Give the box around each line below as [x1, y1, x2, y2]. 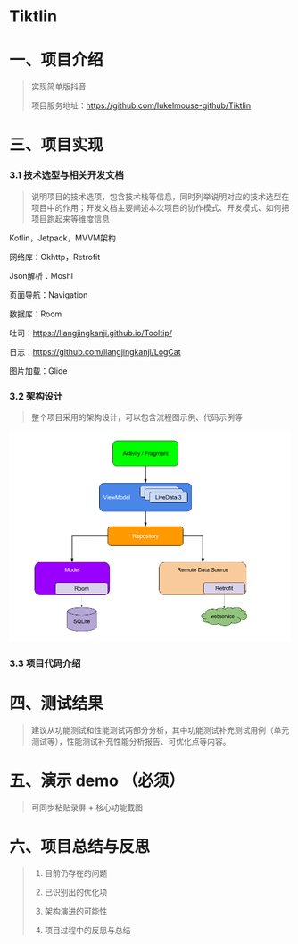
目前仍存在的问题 [44, 867, 108, 878]
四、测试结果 [9, 694, 104, 714]
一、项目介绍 [9, 50, 104, 71]
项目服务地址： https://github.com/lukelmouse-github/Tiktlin [30, 100, 252, 111]
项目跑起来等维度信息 [30, 213, 110, 224]
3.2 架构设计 [9, 390, 63, 402]
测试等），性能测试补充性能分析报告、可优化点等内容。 [30, 736, 231, 746]
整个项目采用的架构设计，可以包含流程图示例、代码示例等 [30, 411, 243, 422]
